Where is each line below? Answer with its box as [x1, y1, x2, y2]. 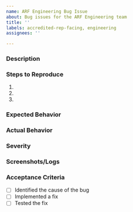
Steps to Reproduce [6, 70, 64, 78]
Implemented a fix [14, 193, 59, 200]
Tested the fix [14, 200, 48, 207]
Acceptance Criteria [6, 173, 65, 181]
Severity [6, 142, 31, 150]
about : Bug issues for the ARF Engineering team [6, 14, 127, 20]
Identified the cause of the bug [14, 186, 90, 193]
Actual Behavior [6, 126, 53, 134]
